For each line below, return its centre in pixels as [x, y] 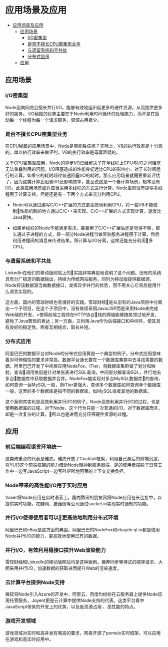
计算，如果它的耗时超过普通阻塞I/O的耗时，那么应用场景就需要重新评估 [87, 175]
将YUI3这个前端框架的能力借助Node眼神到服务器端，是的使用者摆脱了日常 [82, 465]
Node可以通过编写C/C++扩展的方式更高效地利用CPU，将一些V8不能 [83, 205]
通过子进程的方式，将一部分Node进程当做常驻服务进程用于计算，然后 [88, 234]
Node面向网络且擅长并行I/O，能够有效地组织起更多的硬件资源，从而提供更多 [84, 107]
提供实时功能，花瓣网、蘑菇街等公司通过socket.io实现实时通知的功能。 [78, 503]
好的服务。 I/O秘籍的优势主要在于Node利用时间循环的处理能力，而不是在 [80, 114]
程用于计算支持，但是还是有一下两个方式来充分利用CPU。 [64, 194]
